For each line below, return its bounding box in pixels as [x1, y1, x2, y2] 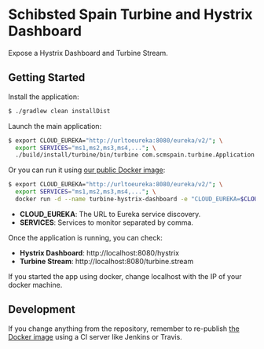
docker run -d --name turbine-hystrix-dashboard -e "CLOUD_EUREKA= [15, 195, 241, 203]
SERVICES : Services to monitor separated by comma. [19, 218, 194, 227]
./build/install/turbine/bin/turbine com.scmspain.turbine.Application [15, 151, 255, 159]
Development [8, 303, 76, 316]
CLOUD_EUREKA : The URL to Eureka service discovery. [19, 209, 201, 219]
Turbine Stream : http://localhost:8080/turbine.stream [19, 256, 194, 266]
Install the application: [8, 92, 80, 101]
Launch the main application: [8, 121, 102, 130]
